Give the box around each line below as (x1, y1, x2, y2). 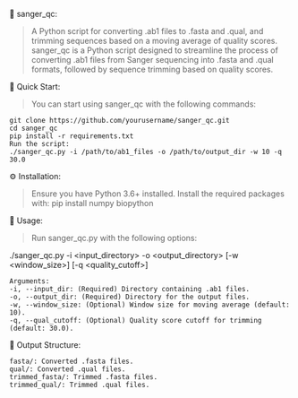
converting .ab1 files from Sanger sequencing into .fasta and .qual (30, 55, 275, 65)
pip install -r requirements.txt (9, 132, 134, 141)
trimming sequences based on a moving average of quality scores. (30, 36, 277, 46)
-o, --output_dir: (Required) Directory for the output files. (9, 292, 251, 301)
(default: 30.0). (9, 324, 74, 333)
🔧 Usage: (9, 215, 43, 226)
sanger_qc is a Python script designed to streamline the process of (30, 45, 279, 56)
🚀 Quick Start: (9, 82, 61, 91)
